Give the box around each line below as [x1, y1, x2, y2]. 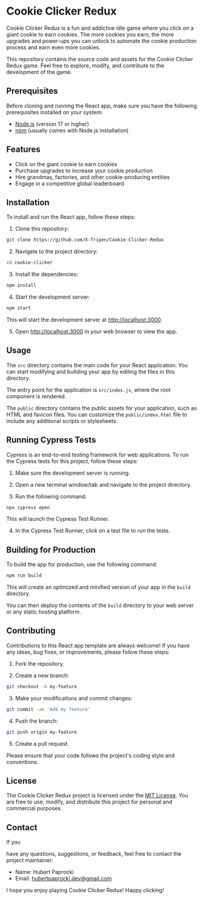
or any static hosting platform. [6, 608, 81, 615]
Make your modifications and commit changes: [15, 694, 133, 702]
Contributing [6, 626, 56, 636]
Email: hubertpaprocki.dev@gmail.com [15, 875, 112, 882]
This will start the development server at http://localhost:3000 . [6, 316, 162, 323]
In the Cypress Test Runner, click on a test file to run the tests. [15, 527, 171, 535]
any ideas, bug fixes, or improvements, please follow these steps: [6, 648, 170, 655]
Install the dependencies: [15, 271, 79, 278]
